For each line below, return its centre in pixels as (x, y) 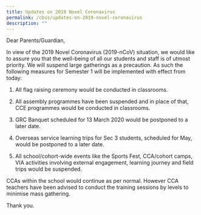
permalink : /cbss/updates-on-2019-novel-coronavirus (74, 18)
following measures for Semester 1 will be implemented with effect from (96, 72)
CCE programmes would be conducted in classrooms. (83, 108)
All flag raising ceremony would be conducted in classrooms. (91, 90)
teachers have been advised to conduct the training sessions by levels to (97, 187)
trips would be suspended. (48, 169)
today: (14, 78)
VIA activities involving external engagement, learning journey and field (104, 163)
